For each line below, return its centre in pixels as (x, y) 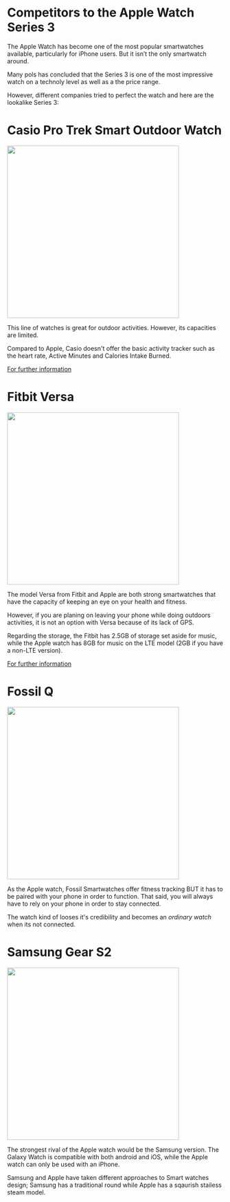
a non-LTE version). (35, 650)
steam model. (26, 1192)
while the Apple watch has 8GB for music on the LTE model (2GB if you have (115, 643)
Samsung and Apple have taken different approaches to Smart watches (108, 1177)
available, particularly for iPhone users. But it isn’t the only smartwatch (107, 54)
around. (18, 61)
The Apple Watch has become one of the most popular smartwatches (105, 46)
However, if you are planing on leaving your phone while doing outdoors (109, 615)
